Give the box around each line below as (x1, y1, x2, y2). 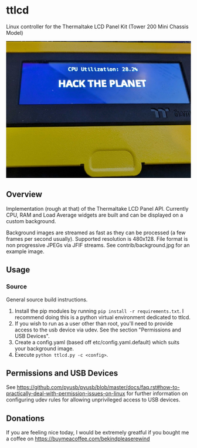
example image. (6, 248, 45, 255)
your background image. (14, 345, 74, 352)
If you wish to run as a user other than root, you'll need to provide (14, 320, 173, 327)
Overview (6, 190, 43, 200)
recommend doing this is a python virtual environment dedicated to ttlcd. (14, 313, 191, 321)
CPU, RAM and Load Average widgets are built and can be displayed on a (6, 211, 184, 218)
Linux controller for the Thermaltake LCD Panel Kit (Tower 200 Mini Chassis (6, 23, 189, 30)
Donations (6, 413, 45, 423)
